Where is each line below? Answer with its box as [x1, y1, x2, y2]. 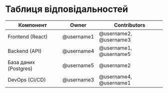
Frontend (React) [7, 33, 48, 40]
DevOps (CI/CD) [7, 76, 46, 83]
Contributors [114, 21, 145, 28]
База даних [7, 58, 35, 65]
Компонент [18, 21, 47, 28]
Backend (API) [7, 47, 41, 54]
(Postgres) [7, 65, 33, 72]
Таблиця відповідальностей [5, 3, 128, 15]
